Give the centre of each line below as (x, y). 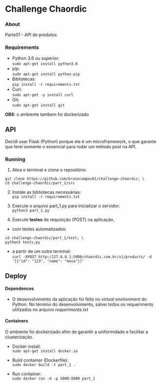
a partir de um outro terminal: (41, 251)
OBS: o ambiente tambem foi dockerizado (47, 114)
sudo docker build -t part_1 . (44, 365)
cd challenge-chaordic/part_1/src (40, 183)
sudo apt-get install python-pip (46, 74)
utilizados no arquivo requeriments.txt (50, 310)
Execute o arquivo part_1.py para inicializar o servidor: (66, 205)
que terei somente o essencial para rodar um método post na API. (71, 146)
